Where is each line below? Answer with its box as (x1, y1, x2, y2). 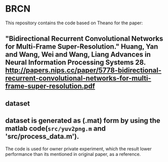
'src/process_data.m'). (5, 132, 79, 141)
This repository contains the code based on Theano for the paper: (5, 20, 143, 26)
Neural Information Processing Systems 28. (5, 58, 146, 67)
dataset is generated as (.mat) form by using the (5, 116, 160, 125)
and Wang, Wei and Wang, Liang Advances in (5, 50, 151, 59)
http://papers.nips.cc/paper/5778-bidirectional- (5, 66, 162, 75)
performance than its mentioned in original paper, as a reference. (5, 151, 141, 157)
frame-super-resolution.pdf (5, 82, 95, 91)
